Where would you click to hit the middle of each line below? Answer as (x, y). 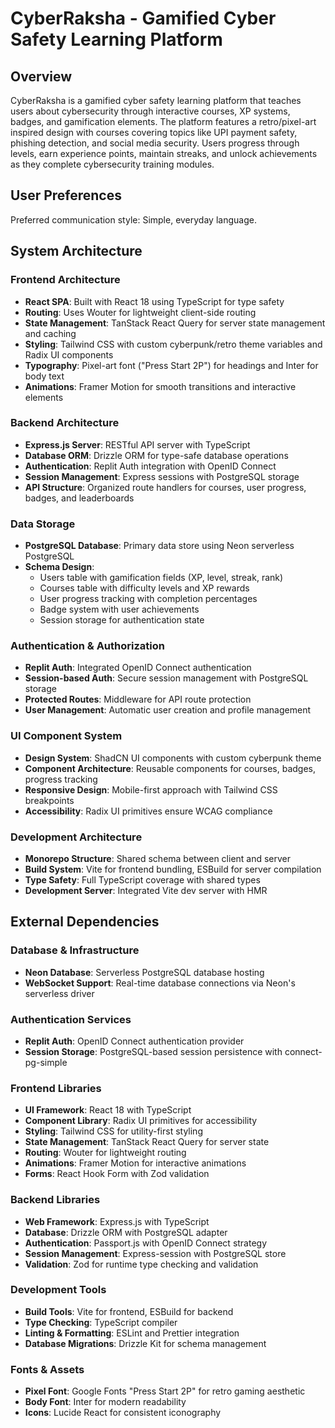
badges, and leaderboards (79, 498)
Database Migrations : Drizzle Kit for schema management (145, 1343)
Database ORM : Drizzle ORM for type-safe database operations (156, 455)
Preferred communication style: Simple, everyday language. (133, 219)
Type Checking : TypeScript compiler (101, 1322)
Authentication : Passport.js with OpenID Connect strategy (146, 1243)
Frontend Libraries (56, 1088)
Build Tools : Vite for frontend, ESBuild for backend (129, 1311)
